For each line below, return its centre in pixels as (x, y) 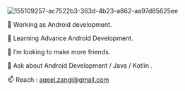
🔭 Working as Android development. (60, 24)
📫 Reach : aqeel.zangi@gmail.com (58, 80)
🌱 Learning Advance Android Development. (70, 38)
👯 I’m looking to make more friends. (59, 52)
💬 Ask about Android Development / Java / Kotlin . (80, 66)
